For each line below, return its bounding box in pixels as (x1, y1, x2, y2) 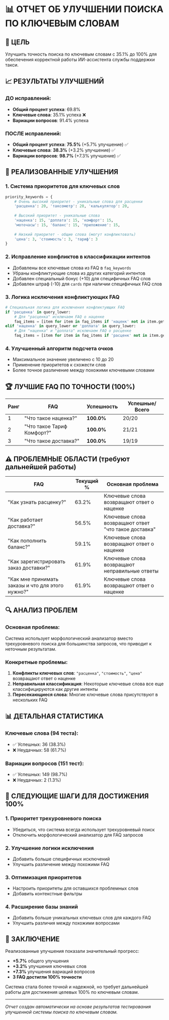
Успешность (87, 403, 118, 410)
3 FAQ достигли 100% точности (12, 974, 82, 980)
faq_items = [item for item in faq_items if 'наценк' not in (14, 319, 145, 324)
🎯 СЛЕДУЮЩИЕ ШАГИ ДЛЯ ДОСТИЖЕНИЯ (5, 792, 149, 800)
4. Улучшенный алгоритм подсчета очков (5, 345, 114, 352)
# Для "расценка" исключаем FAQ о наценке (14, 314, 105, 319)
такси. (5, 62, 19, 68)
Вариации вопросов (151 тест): (5, 760, 84, 767)
